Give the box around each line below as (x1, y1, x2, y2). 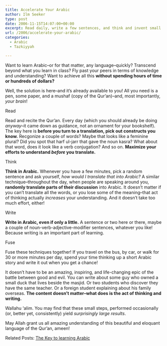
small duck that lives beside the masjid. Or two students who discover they (5, 279, 159, 285)
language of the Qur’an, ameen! (5, 325, 70, 331)
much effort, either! (5, 200, 45, 206)
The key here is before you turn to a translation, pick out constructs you (5, 128, 156, 134)
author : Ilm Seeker (5, 12, 46, 17)
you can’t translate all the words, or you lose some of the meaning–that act (5, 189, 158, 195)
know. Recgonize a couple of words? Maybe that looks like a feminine (5, 133, 148, 139)
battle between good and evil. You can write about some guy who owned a (5, 274, 159, 280)
